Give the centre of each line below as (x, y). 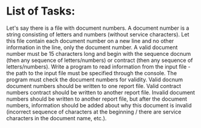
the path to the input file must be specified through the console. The (92, 73)
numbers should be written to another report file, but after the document (97, 99)
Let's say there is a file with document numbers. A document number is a (98, 28)
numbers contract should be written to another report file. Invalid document (101, 92)
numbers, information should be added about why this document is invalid (99, 105)
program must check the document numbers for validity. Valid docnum (95, 79)
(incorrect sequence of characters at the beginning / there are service (94, 112)
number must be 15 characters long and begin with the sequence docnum (99, 53)
